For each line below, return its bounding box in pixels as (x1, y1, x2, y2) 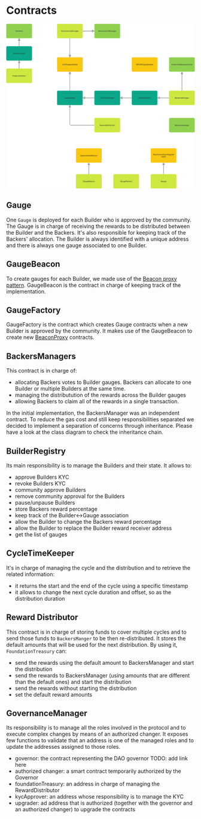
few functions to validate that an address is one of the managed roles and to (6, 737, 194, 744)
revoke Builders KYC (14, 480, 66, 487)
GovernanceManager (6, 709, 88, 719)
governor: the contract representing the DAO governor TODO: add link (14, 755, 188, 762)
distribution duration (14, 595, 65, 602)
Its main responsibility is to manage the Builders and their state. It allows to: (6, 462, 193, 469)
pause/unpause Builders (14, 499, 75, 506)
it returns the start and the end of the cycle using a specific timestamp (14, 582, 188, 589)
